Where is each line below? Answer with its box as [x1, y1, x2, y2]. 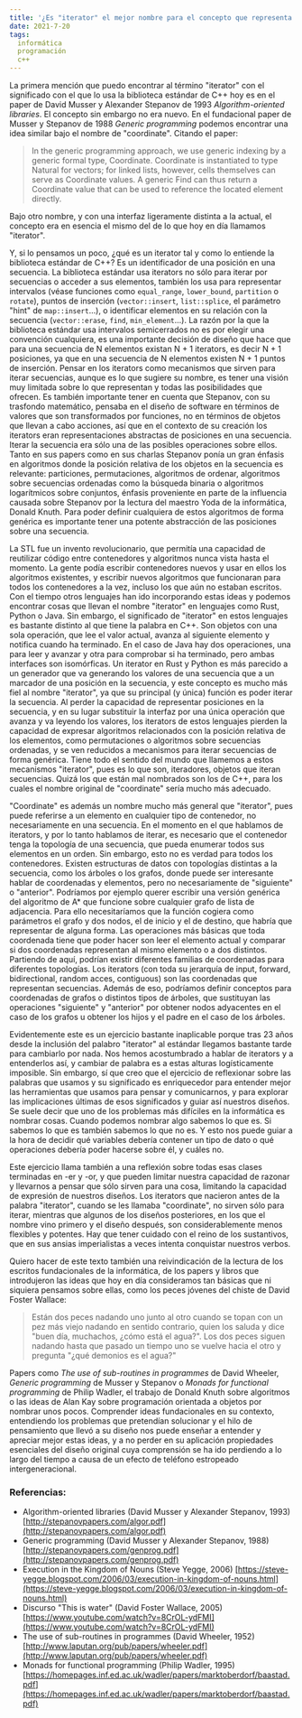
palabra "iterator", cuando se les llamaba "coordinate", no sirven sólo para [9, 1200, 285, 1211]
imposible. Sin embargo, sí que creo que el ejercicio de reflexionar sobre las [9, 1067, 291, 1078]
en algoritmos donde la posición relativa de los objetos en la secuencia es [9, 459, 284, 469]
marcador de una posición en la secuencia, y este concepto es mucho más [9, 678, 288, 688]
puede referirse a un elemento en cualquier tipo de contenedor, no [9, 810, 257, 821]
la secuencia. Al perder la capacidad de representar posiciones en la [9, 697, 264, 707]
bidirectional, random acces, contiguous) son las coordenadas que [9, 973, 258, 984]
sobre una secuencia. [9, 525, 90, 536]
